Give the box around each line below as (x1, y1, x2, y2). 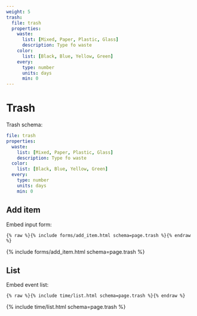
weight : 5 (6, 8, 31, 15)
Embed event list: (6, 281, 49, 288)
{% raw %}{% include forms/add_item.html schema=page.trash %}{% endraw (6, 232, 191, 238)
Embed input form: (6, 221, 52, 228)
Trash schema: (6, 121, 43, 129)
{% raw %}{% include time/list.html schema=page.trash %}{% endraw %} (6, 293, 186, 299)
